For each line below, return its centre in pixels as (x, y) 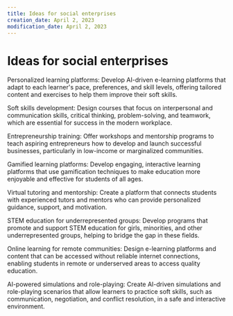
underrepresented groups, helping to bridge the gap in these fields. (103, 236)
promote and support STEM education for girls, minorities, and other (105, 228)
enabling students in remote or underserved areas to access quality (104, 263)
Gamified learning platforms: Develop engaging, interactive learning (104, 164)
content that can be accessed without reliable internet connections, (104, 256)
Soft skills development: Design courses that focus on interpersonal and (110, 108)
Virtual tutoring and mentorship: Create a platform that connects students (112, 193)
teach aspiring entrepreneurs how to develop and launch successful (105, 143)
